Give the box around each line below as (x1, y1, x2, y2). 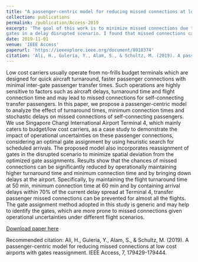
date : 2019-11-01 (6, 36, 49, 42)
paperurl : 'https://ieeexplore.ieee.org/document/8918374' (6, 47, 154, 53)
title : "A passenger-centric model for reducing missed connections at (6, 8, 186, 15)
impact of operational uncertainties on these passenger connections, (6, 131, 174, 139)
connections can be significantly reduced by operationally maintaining (6, 163, 177, 170)
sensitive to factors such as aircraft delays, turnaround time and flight (6, 88, 175, 95)
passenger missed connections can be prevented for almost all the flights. (6, 195, 186, 202)
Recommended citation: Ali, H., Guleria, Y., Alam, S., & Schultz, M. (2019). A (6, 236, 189, 243)
